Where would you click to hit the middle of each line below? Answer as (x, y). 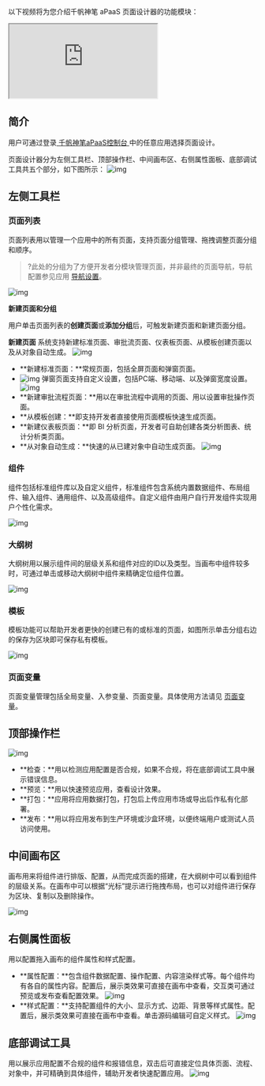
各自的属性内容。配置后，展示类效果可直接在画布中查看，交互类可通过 (140, 986)
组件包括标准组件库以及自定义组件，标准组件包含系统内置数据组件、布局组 (129, 487)
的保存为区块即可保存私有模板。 (60, 639)
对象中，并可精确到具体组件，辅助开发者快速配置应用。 (98, 1073)
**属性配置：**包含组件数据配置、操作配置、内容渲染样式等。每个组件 (134, 976)
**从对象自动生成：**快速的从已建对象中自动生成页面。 (109, 446)
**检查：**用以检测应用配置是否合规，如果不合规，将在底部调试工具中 (134, 769)
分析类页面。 (47, 436)
